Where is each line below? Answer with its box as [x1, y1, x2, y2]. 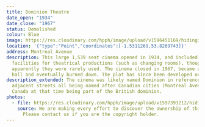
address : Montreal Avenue [6, 49, 72, 55]
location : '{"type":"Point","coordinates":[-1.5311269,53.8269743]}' [6, 43, 187, 49]
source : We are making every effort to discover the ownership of [17, 105, 190, 112]
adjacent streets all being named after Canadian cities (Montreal [12, 83, 187, 89]
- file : [12, 100, 32, 106]
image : [6, 37, 23, 43]
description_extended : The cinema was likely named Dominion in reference [6, 77, 201, 83]
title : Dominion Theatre [6, 9, 70, 15]
